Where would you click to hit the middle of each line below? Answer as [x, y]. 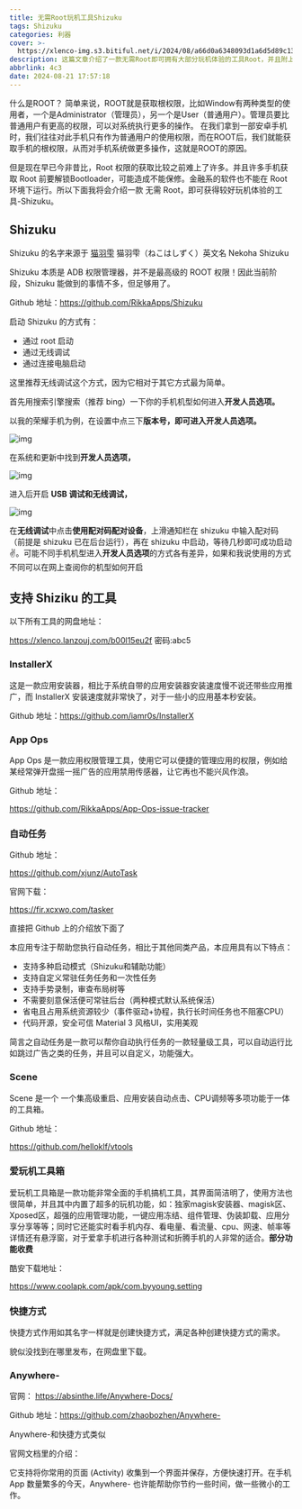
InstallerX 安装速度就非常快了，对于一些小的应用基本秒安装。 [148, 696]
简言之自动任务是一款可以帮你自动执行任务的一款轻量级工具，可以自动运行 [147, 1042]
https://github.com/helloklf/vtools [71, 1146]
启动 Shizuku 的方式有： [54, 322]
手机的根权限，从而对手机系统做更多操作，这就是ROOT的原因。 [134, 148]
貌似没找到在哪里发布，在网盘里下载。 [80, 1351]
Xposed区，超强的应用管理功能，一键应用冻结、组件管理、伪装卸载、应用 [146, 1215]
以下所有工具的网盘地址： [57, 622]
